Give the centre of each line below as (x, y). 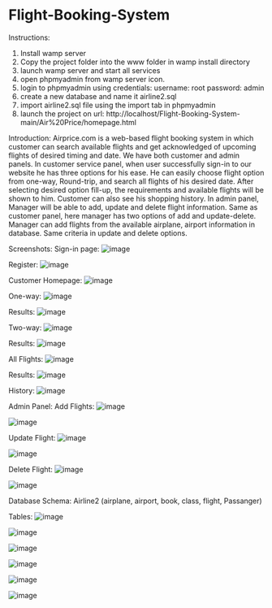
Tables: (21, 516)
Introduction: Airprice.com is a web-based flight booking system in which (131, 138)
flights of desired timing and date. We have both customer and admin (124, 155)
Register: (24, 264)
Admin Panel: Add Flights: (52, 406)
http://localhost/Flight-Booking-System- (173, 113)
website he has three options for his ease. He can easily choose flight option (136, 172)
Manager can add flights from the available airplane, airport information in (132, 224)
